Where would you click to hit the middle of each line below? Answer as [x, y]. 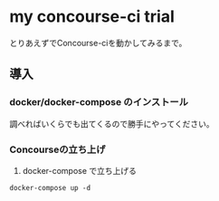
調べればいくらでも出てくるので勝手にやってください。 [112, 123]
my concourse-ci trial [92, 17]
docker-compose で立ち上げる [80, 170]
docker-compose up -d [50, 187]
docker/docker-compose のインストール [99, 102]
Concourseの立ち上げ [57, 149]
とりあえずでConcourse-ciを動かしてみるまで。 [98, 43]
